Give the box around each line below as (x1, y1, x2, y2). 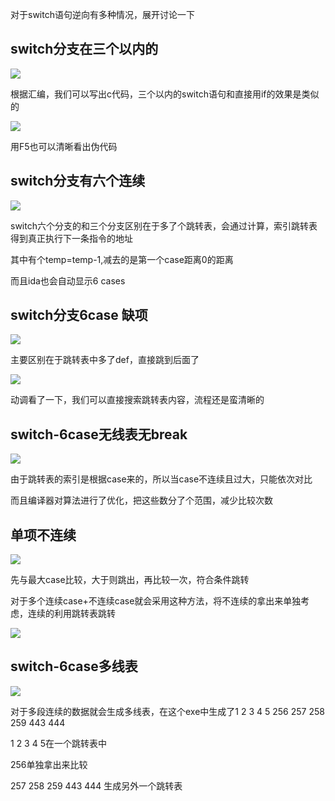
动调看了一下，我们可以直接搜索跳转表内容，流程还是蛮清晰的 (10, 394, 265, 406)
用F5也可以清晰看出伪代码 (10, 140, 118, 152)
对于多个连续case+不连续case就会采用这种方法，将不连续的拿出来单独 (10, 595, 302, 607)
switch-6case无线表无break (10, 426, 188, 443)
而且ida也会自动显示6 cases (10, 274, 126, 287)
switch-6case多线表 (10, 658, 138, 675)
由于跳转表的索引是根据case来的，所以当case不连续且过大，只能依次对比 (10, 473, 313, 485)
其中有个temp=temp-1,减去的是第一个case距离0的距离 (10, 253, 234, 265)
